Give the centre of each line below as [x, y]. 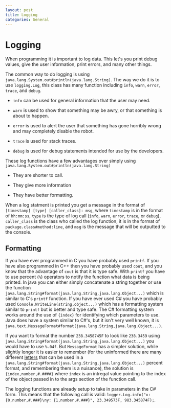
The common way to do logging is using [48, 74]
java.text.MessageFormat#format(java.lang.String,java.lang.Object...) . [84, 326]
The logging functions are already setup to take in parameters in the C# [81, 389]
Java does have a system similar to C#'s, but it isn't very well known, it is [82, 321]
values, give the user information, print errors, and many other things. [79, 64]
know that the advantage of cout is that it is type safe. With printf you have [85, 271]
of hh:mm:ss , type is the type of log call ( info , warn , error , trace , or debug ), [83, 216]
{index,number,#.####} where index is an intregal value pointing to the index [86, 374]
